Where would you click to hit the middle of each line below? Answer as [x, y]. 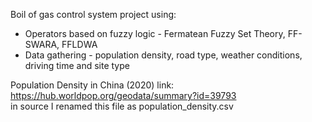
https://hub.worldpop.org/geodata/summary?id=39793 [123, 95]
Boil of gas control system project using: [93, 14]
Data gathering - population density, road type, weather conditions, [163, 55]
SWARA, [42, 44]
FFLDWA [79, 44]
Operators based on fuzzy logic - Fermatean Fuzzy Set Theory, [155, 33]
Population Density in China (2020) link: [92, 85]
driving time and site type [77, 65]
